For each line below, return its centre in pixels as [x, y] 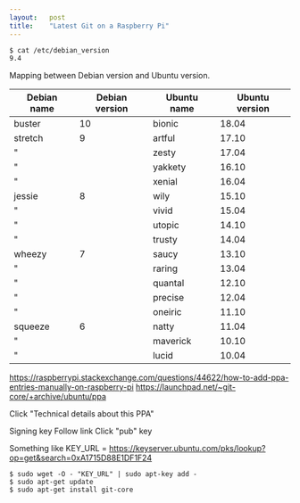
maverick [172, 342]
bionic [166, 124]
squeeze [32, 326]
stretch [29, 138]
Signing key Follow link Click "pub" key [81, 431]
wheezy [30, 254]
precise [169, 298]
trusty [165, 240]
